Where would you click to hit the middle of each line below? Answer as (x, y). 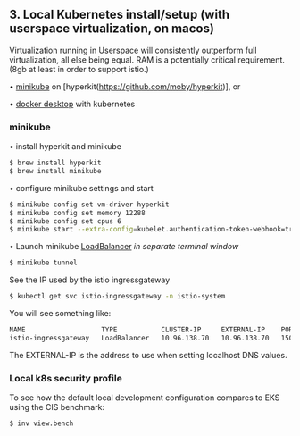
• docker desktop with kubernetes (72, 104)
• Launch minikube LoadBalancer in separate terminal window (124, 247)
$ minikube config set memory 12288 (77, 213)
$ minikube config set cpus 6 (66, 221)
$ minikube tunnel (43, 263)
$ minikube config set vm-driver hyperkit (89, 205)
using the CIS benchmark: (57, 407)
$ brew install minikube (55, 171)
